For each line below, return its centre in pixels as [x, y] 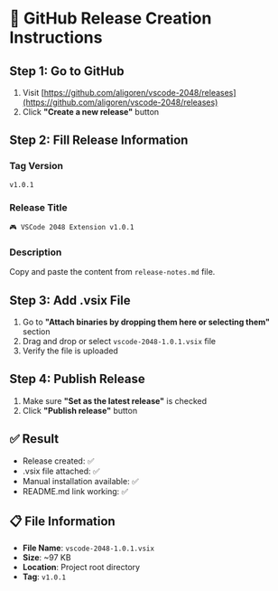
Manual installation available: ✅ [80, 481]
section [36, 332]
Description [36, 252]
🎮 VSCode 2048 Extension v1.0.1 [72, 227]
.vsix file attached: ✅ [61, 471]
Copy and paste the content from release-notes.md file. [112, 272]
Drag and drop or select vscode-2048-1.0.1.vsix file [119, 342]
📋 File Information [62, 522]
